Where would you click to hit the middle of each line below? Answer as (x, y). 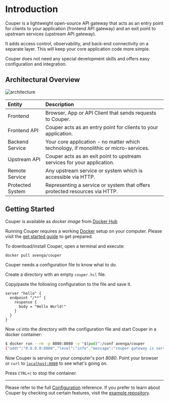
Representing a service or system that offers (98, 185)
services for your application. (80, 162)
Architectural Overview (43, 80)
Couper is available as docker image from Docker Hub (61, 221)
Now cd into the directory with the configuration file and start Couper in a (81, 329)
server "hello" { (23, 293)
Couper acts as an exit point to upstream (93, 156)
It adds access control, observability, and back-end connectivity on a (77, 43)
